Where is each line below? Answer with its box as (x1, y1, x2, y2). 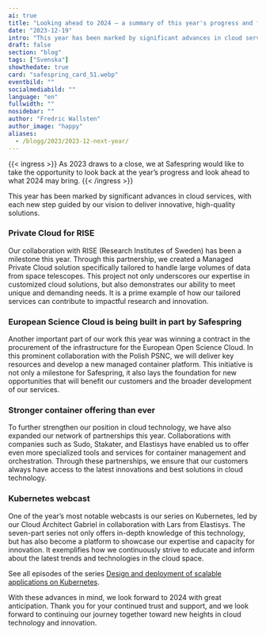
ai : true (8, 11, 37, 20)
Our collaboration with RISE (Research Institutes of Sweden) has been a (8, 245, 242, 255)
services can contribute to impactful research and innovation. (8, 296, 209, 306)
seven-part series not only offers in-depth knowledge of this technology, (8, 528, 245, 537)
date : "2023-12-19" (8, 26, 73, 34)
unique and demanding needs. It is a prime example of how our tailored (8, 287, 241, 298)
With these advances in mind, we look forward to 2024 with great (8, 592, 222, 602)
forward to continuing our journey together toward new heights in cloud (8, 609, 241, 619)
